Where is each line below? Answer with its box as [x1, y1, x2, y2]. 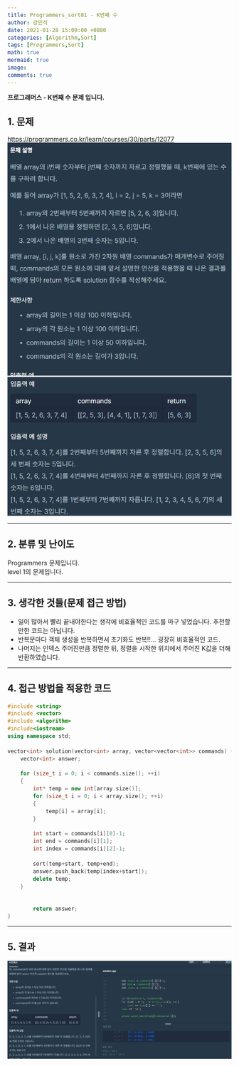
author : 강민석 [7, 19, 48, 26]
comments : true [7, 71, 53, 78]
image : [7, 64, 27, 71]
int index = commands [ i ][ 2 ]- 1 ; [33, 845, 126, 852]
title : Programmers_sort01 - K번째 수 [7, 11, 118, 19]
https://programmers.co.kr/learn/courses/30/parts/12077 [7, 135, 175, 144]
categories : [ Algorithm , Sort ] [7, 34, 97, 41]
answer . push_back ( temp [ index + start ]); [33, 867, 148, 875]
